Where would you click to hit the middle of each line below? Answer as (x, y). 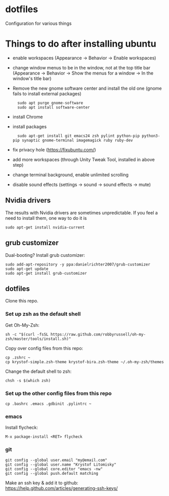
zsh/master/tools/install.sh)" (38, 339)
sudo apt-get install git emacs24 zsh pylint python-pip (79, 136)
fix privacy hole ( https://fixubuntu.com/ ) (54, 149)
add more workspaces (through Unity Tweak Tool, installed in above (84, 159)
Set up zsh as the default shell (43, 314)
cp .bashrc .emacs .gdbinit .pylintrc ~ (49, 404)
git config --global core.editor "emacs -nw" (54, 469)
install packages (30, 126)
